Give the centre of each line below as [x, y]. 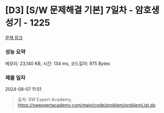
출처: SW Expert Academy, [45, 99]
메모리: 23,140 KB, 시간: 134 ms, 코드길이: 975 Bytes [58, 63]
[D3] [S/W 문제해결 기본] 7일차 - [69, 10]
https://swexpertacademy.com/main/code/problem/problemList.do [87, 105]
